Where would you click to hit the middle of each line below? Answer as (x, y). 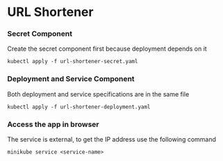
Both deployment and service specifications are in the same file (98, 94)
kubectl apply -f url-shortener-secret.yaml (73, 62)
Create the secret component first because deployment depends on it (107, 49)
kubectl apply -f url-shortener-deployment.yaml (79, 107)
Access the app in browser (53, 124)
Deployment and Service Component (71, 79)
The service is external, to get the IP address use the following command (112, 139)
